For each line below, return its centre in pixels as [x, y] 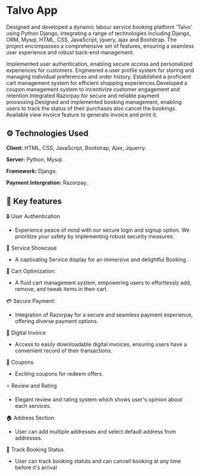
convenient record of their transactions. [64, 351]
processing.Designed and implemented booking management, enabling [94, 102]
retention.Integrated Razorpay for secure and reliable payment [83, 96]
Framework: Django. [32, 171]
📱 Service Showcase [32, 248]
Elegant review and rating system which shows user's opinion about [99, 399]
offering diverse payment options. [56, 321]
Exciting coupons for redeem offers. [59, 373]
